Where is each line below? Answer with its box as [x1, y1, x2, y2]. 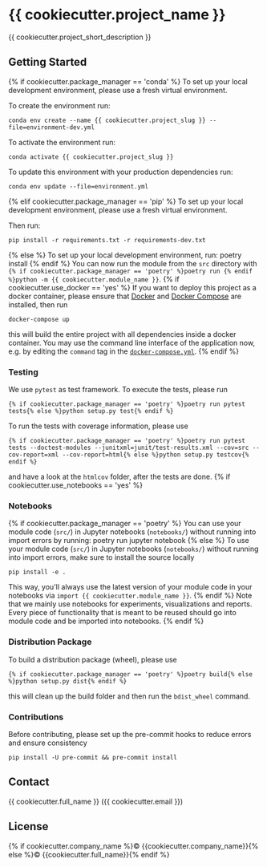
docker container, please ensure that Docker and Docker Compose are [8, 291, 242, 301]
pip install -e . [8, 568, 67, 577]
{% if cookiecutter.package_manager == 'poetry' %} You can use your [8, 519, 242, 529]
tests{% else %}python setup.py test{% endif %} [8, 407, 174, 415]
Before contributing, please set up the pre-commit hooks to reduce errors [8, 729, 252, 739]
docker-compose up [8, 315, 70, 323]
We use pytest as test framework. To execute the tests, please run [8, 385, 229, 395]
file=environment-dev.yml [8, 123, 95, 132]
